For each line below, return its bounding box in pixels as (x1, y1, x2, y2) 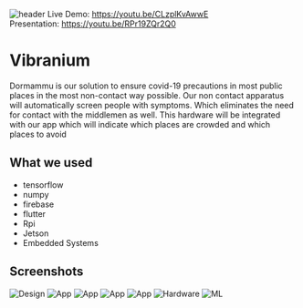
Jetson (22, 228, 49, 239)
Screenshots (9, 264, 84, 280)
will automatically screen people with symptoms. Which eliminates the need (9, 99, 295, 110)
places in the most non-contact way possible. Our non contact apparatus (9, 89, 285, 100)
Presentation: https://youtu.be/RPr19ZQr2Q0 (9, 18, 176, 29)
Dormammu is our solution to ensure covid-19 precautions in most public (9, 80, 283, 91)
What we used (9, 155, 93, 170)
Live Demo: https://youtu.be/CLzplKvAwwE (47, 9, 209, 19)
